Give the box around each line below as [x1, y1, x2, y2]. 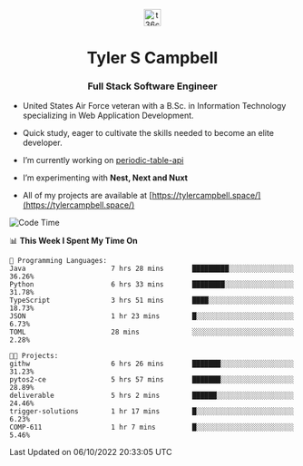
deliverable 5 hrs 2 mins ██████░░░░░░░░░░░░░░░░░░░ [9, 391, 295, 401]
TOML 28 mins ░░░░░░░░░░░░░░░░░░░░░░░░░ [9, 327, 295, 337]
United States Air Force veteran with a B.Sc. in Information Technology [22, 101, 287, 112]
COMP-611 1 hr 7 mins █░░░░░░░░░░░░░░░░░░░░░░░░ [9, 422, 295, 432]
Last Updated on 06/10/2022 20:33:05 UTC [9, 447, 172, 458]
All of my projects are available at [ [22, 190, 152, 201]
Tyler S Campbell [86, 48, 219, 68]
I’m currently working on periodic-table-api [22, 155, 184, 166]
